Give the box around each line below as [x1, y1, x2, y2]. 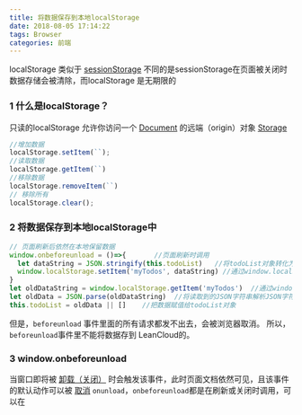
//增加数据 [9, 140, 45, 149]
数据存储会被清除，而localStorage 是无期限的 [9, 75, 177, 86]
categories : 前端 [9, 38, 72, 48]
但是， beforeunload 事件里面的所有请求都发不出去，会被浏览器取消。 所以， [9, 318, 290, 329]
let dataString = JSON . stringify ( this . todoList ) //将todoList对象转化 [17, 259, 289, 268]
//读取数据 [9, 156, 45, 166]
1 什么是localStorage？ [9, 100, 110, 112]
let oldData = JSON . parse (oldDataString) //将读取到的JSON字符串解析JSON [9, 293, 282, 302]
